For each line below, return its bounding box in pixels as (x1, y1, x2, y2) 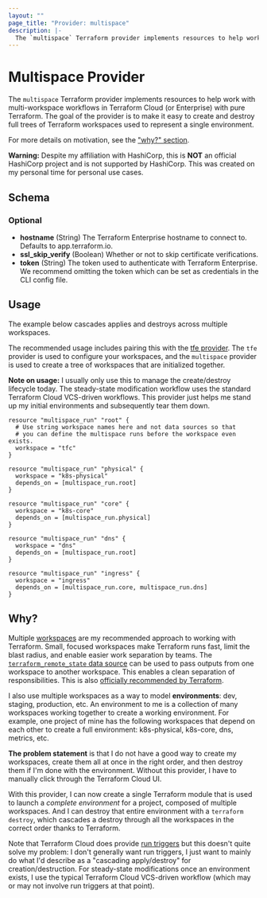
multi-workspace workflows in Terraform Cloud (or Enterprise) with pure (8, 103, 246, 112)
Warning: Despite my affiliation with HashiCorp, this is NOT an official (8, 150, 237, 160)
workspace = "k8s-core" (15, 506, 94, 514)
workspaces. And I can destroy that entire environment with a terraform (8, 806, 244, 816)
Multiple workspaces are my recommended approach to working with (8, 633, 236, 642)
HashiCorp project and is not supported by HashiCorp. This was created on (8, 159, 256, 169)
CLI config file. (19, 275, 68, 284)
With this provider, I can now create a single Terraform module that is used (8, 789, 253, 798)
